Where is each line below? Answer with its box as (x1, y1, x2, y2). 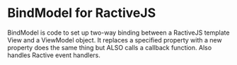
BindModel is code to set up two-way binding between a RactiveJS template (7, 28, 230, 37)
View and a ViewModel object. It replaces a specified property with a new (7, 35, 222, 44)
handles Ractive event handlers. (7, 51, 100, 59)
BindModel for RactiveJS (7, 5, 156, 21)
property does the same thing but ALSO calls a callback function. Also (7, 43, 212, 52)
